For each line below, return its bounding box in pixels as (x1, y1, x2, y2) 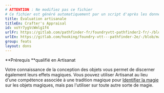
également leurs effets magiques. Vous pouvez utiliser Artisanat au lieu (5, 71, 148, 77)
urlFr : (5, 30, 19, 35)
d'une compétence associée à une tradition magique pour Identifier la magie (5, 77, 159, 83)
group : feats (5, 39, 32, 44)
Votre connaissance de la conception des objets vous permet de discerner (5, 67, 155, 72)
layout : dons (5, 44, 32, 48)
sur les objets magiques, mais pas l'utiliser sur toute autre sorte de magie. (5, 82, 154, 88)
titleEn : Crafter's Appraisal (5, 21, 67, 26)
